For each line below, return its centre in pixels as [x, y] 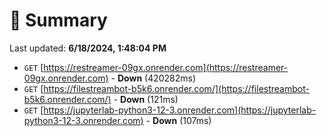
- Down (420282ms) [153, 78]
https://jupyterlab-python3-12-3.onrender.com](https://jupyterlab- [180, 110]
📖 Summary [58, 20]
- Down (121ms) [146, 99]
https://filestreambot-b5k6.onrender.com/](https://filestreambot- [176, 88]
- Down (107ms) [178, 120]
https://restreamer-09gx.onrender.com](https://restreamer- [166, 67]
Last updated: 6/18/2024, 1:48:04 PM [88, 48]
